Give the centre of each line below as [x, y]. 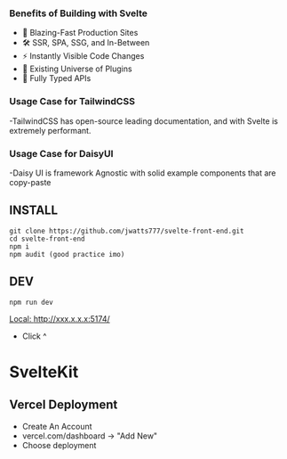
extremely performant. [50, 130]
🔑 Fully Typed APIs [56, 78]
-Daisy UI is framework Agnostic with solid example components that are [143, 173]
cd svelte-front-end [48, 239]
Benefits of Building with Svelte [79, 13]
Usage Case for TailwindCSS [72, 102]
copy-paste [30, 182]
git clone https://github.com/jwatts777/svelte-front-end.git [127, 231]
